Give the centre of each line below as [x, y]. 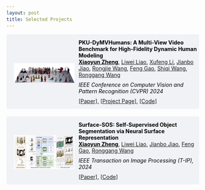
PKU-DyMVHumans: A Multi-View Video [131, 42]
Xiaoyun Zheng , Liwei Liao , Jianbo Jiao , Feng [136, 144]
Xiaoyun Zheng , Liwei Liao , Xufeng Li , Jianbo [136, 62]
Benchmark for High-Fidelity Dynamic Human [138, 49]
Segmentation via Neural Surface [122, 131]
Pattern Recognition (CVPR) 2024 [121, 91]
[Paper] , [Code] [98, 177]
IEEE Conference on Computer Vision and [131, 85]
